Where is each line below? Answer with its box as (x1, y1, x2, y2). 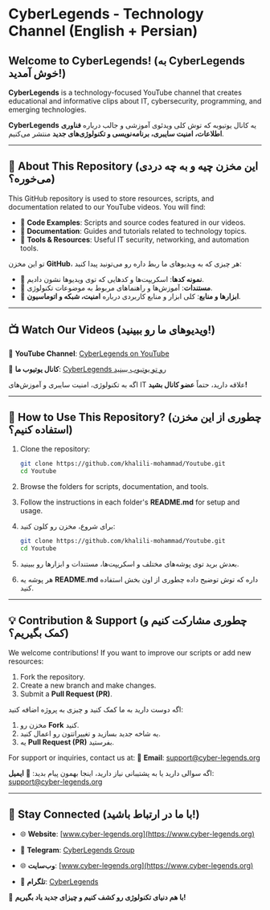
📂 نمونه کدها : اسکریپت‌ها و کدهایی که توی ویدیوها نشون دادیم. (19, 274, 205, 284)
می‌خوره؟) (8, 172, 55, 186)
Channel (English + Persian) (8, 22, 198, 40)
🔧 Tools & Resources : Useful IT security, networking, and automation (19, 235, 250, 244)
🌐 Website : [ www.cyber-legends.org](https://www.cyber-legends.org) (19, 829, 255, 839)
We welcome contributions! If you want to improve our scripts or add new (8, 647, 252, 657)
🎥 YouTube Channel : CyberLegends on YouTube (8, 349, 170, 358)
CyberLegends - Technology (8, 5, 204, 23)
